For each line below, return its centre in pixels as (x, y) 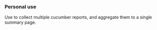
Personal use (21, 7)
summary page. (20, 22)
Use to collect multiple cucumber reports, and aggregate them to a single (78, 17)
